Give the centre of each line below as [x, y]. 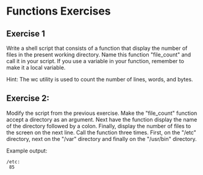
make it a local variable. [36, 67]
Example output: [27, 151]
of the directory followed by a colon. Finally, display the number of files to [99, 126]
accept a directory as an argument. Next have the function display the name [102, 119]
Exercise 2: [28, 98]
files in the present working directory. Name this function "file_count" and [99, 55]
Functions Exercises [59, 11]
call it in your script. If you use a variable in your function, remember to [95, 61]
